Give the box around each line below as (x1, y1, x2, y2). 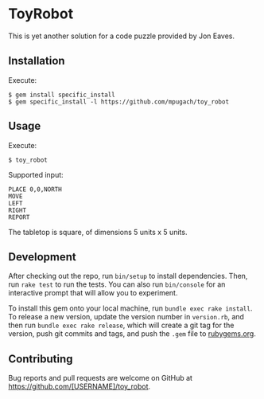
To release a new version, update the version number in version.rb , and (8, 312, 245, 322)
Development (8, 250, 77, 264)
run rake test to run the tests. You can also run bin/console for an (8, 280, 226, 289)
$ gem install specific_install (8, 91, 115, 99)
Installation (8, 54, 65, 68)
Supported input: (8, 170, 64, 179)
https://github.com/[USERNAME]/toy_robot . (8, 381, 151, 391)
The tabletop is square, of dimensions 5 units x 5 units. (8, 227, 188, 237)
